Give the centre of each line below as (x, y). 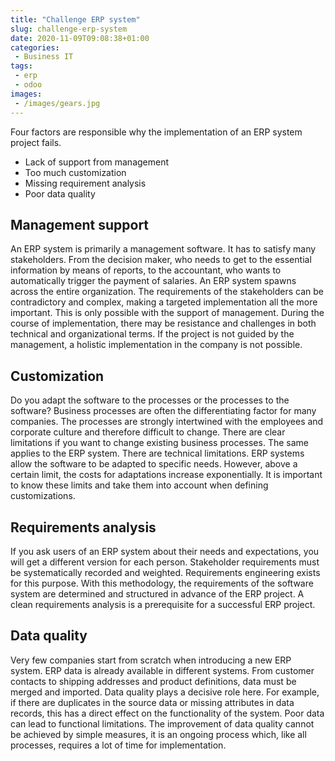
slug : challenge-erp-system (69, 29)
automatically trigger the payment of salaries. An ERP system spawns (153, 281)
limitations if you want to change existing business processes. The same (159, 443)
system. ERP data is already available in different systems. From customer (162, 670)
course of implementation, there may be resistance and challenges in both (163, 323)
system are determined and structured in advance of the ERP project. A (157, 593)
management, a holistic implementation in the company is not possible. (156, 345)
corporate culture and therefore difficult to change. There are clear (148, 432)
